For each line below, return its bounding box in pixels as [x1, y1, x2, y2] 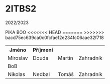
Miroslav [8, 54, 28, 61]
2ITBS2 [5, 3, 37, 14]
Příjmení [32, 46, 53, 53]
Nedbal [32, 70, 50, 77]
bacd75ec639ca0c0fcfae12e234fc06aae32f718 [5, 34, 104, 40]
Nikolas [8, 70, 26, 77]
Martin [57, 54, 74, 61]
